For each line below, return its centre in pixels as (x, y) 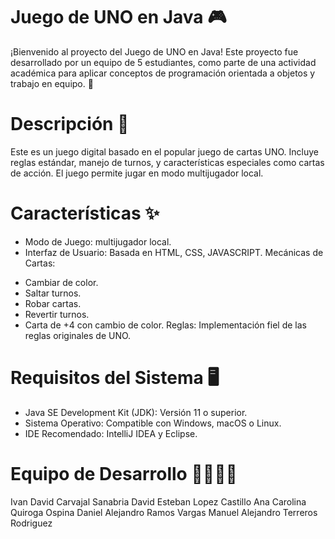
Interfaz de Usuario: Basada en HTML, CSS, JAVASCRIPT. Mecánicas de (174, 252)
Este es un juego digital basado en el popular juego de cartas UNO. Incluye (164, 151)
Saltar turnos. (53, 293)
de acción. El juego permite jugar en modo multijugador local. (137, 173)
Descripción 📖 (70, 124)
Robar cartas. (53, 303)
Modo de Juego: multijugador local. (98, 241)
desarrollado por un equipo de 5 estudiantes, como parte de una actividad (163, 62)
